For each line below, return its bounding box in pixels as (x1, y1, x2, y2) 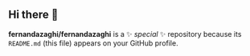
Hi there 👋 (8, 8, 59, 22)
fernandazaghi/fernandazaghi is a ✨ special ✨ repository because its (8, 29, 242, 38)
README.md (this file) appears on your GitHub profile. (8, 38, 178, 48)
